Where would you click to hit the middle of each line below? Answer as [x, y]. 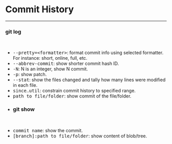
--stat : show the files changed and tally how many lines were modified [89, 80]
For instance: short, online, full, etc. [50, 58]
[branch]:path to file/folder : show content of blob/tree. [80, 136]
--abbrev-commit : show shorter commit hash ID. [66, 64]
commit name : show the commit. [48, 130]
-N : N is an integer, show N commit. [50, 69]
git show [24, 109]
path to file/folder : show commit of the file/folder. [72, 96]
